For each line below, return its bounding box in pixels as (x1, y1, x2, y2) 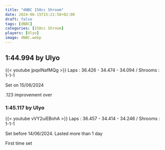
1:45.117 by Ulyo (5, 104, 45, 111)
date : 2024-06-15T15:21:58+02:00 (5, 12, 75, 17)
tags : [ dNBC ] (5, 21, 33, 26)
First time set (5, 140, 33, 146)
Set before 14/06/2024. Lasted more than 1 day (5, 130, 103, 136)
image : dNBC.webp (5, 35, 42, 40)
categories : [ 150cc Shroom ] (5, 26, 64, 31)
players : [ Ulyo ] (5, 30, 39, 35)
